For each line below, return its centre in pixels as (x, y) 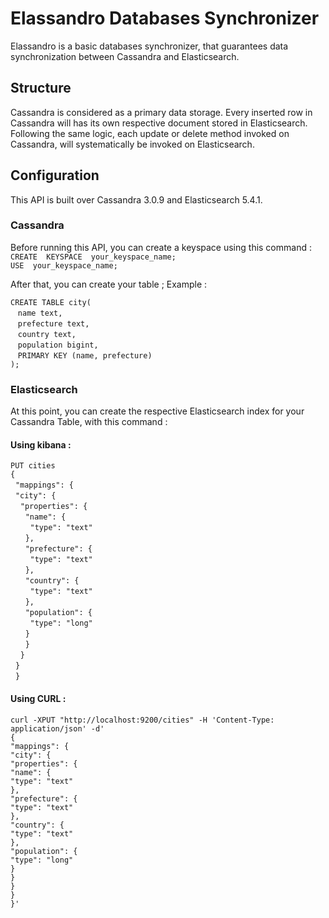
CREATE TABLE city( (51, 302)
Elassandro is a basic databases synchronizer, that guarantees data (149, 46)
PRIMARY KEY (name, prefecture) (85, 355)
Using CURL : (38, 698)
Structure (41, 88)
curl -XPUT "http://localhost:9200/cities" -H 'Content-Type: (142, 720)
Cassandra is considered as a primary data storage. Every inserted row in (161, 112)
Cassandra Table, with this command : (89, 422)
